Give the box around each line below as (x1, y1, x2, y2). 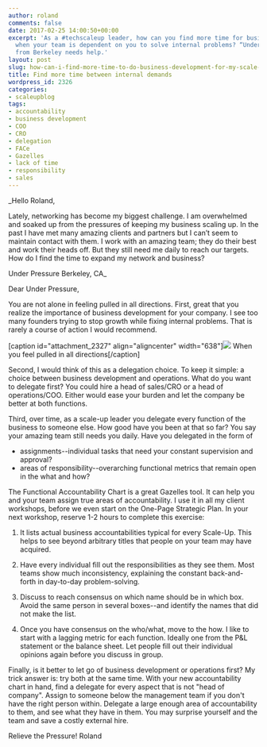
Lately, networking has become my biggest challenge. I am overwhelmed (8, 211, 248, 221)
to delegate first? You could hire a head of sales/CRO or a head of (8, 382, 224, 391)
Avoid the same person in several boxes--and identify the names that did (19, 600, 259, 610)
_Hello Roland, (8, 195, 56, 205)
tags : (8, 100, 26, 108)
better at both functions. (8, 399, 88, 408)
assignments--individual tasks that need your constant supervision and (19, 446, 253, 456)
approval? (19, 454, 53, 464)
